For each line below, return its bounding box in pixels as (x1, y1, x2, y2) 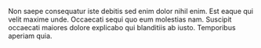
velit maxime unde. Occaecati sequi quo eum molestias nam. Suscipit (8, 15, 232, 24)
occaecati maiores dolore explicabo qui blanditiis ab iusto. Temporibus (8, 23, 237, 32)
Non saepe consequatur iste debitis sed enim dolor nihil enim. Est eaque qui (8, 7, 253, 15)
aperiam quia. (8, 31, 53, 40)
